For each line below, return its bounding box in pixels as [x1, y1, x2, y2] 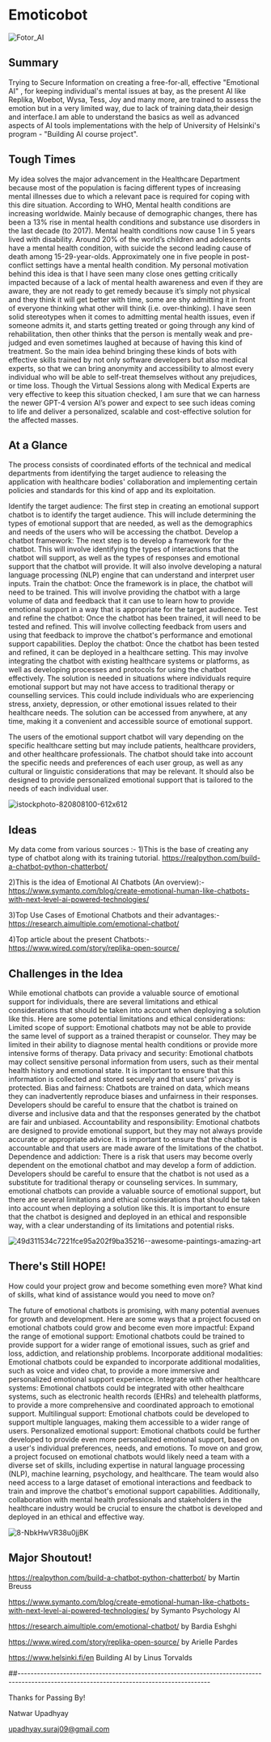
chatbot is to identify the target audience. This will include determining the [8, 510, 256, 520]
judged [8, 338, 32, 347]
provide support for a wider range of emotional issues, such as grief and [8, 1340, 250, 1349]
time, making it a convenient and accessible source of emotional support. [8, 717, 253, 726]
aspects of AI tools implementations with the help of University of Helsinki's [8, 120, 260, 130]
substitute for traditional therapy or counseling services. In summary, [8, 1178, 239, 1187]
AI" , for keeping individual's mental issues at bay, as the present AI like [8, 86, 247, 96]
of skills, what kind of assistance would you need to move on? [8, 1289, 215, 1299]
